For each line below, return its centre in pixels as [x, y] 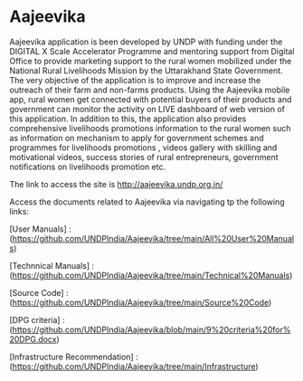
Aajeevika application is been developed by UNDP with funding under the [146, 42]
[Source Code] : [39, 292]
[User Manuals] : [41, 229]
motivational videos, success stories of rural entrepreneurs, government [144, 157]
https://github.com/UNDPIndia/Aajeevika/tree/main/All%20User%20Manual [153, 238]
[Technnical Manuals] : [52, 265]
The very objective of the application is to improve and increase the [135, 80]
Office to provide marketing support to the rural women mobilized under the [151, 61]
